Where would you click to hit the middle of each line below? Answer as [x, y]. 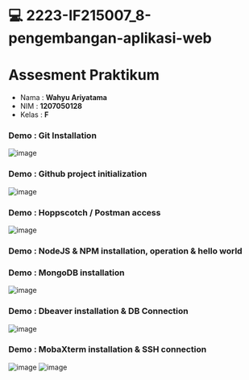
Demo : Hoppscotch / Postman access [85, 212]
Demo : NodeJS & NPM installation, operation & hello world [126, 251]
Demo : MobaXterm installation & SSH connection [108, 349]
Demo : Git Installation [52, 136]
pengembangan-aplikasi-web [110, 38]
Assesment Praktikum [84, 75]
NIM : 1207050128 [51, 106]
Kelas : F [34, 115]
